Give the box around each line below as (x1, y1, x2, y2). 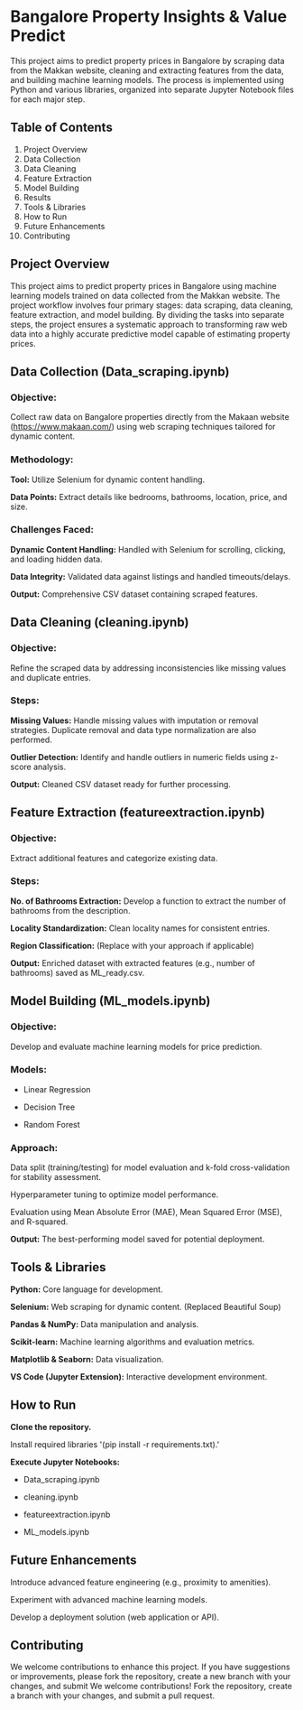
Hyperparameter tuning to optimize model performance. (10, 1189, 219, 1200)
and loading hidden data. (10, 553, 103, 564)
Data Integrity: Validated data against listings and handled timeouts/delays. (10, 571, 291, 581)
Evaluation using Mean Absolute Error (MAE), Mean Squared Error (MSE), (10, 1207, 282, 1218)
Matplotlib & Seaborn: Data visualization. (10, 1353, 164, 1364)
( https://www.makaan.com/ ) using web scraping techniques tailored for (10, 422, 276, 432)
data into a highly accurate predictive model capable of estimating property (10, 328, 291, 339)
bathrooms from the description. (10, 905, 131, 915)
